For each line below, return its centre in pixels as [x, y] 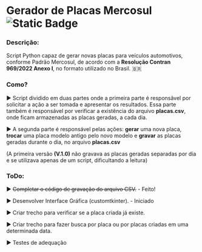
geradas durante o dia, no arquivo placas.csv [63, 142]
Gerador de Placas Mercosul [79, 11]
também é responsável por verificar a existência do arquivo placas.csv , [96, 111]
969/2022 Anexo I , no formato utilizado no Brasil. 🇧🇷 [74, 69]
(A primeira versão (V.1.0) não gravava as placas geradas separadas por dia [101, 154]
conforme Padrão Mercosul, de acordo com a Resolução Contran [89, 62]
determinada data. [29, 231]
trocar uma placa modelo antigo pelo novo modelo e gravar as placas [94, 135]
